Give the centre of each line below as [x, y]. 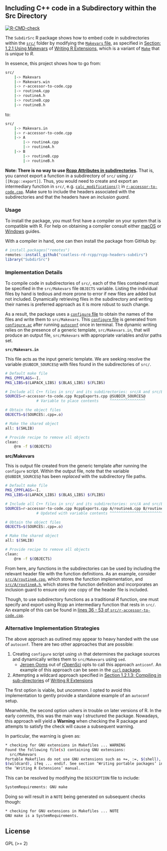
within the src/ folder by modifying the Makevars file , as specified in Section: [83, 43]
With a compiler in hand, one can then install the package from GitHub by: [81, 241]
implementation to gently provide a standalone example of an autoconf [77, 695]
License [18, 831]
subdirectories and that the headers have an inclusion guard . [68, 197]
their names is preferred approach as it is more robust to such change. [78, 304]
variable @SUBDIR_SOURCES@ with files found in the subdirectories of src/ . [78, 364]
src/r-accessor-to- [130, 610]
